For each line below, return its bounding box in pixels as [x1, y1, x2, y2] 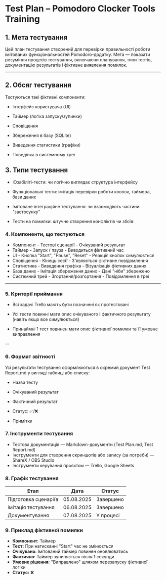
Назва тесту [12, 379, 38, 385]
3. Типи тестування [5, 166, 68, 175]
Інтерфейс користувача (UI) [12, 103, 71, 109]
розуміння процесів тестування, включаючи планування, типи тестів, [5, 57, 152, 62]
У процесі [96, 512, 120, 519]
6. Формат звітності [5, 353, 55, 360]
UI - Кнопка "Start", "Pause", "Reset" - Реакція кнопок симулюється [12, 252, 155, 258]
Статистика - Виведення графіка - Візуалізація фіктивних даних [12, 263, 147, 268]
